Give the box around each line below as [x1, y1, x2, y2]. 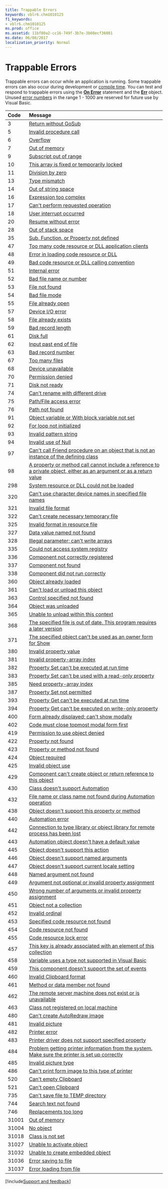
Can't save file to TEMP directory [28, 1092, 106, 1099]
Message [28, 112, 51, 119]
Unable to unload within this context [28, 611, 113, 618]
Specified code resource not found [28, 918, 111, 925]
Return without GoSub [28, 120, 81, 127]
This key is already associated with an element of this [28, 942, 154, 949]
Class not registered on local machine [28, 1004, 117, 1011]
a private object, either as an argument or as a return [28, 467, 152, 474]
